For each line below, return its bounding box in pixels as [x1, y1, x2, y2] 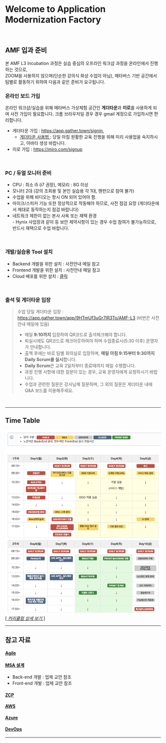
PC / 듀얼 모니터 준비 [5, 169, 52, 176]
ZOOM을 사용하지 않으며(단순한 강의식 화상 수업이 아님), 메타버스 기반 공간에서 [5, 73, 157, 78]
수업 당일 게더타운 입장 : [17, 308, 64, 314]
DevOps [5, 726, 22, 732]
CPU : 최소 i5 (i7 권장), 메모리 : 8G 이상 [12, 182, 89, 188]
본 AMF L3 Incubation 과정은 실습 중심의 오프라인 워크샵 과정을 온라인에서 [5, 60, 149, 66]
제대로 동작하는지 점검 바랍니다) [17, 207, 79, 213]
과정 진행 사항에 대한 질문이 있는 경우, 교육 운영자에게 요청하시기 [24, 369, 149, 374]
